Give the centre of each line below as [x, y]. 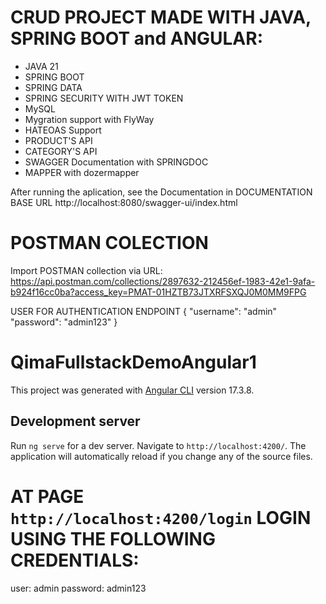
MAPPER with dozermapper [82, 172]
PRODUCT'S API [58, 140]
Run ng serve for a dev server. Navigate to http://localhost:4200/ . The [158, 445]
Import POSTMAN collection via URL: [86, 270]
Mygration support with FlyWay [89, 119]
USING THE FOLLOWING [113, 538]
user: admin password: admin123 [78, 588]
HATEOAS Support [63, 130]
